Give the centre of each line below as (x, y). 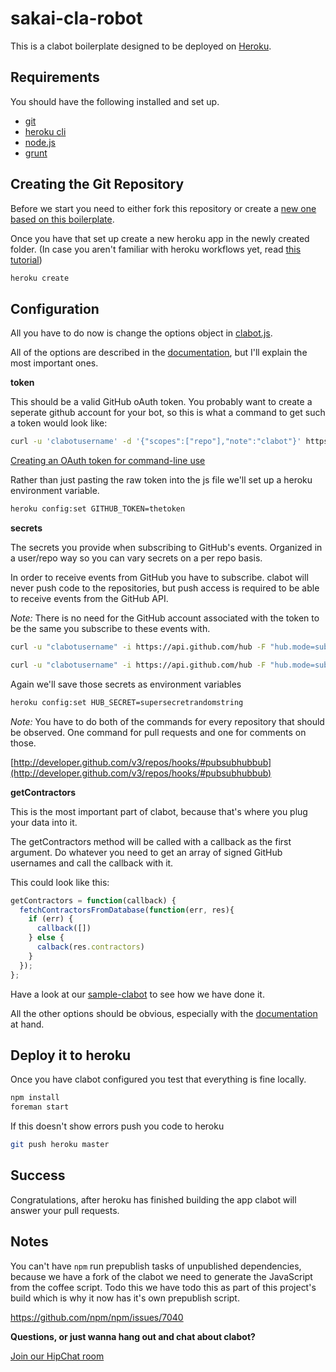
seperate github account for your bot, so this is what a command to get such (168, 413)
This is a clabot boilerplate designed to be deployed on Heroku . (141, 46)
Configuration (55, 308)
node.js (40, 142)
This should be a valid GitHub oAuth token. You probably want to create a (161, 402)
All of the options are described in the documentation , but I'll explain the (159, 353)
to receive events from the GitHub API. (89, 598)
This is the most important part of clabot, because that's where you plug (159, 811)
